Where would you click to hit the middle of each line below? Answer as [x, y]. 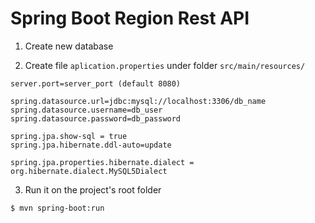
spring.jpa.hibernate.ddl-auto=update [91, 145]
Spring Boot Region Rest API [130, 18]
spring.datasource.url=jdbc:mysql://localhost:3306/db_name [138, 101]
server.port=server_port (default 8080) [96, 83]
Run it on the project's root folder [93, 189]
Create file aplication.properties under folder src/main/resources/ [165, 65]
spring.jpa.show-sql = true [69, 136]
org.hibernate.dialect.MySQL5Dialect [89, 171]
